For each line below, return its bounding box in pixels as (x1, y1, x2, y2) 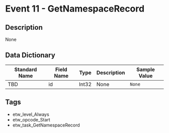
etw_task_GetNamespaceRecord (12, 122, 80, 128)
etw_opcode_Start (12, 116, 50, 122)
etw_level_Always (12, 111, 49, 117)
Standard (14, 66, 37, 73)
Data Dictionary (5, 51, 55, 59)
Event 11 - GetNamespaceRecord (5, 3, 145, 15)
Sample (136, 66, 155, 73)
